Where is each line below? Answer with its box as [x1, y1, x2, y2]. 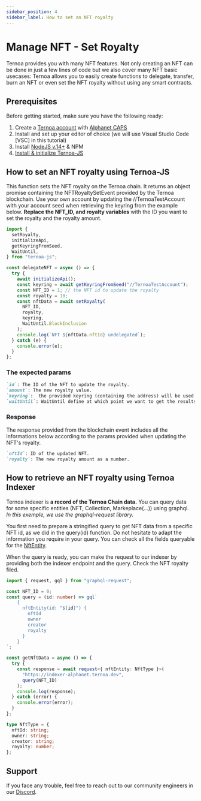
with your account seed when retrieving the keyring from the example [6, 202, 178, 209]
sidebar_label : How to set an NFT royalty [6, 14, 114, 20]
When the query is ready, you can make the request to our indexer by [6, 553, 178, 561]
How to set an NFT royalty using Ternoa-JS [6, 167, 170, 177]
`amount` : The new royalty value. [6, 387, 93, 393]
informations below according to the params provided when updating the [6, 433, 187, 440]
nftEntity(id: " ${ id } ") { [22, 605, 87, 612]
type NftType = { [6, 721, 50, 727]
